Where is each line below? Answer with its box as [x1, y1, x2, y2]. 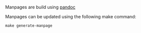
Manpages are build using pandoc [5, 4, 76, 10]
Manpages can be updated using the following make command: [5, 14, 136, 19]
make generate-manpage [5, 23, 52, 28]
